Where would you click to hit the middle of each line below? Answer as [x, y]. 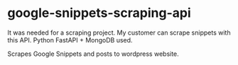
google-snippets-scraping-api [99, 13]
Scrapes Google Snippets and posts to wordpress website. [93, 54]
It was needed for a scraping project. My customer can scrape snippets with [119, 32]
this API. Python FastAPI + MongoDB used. [70, 40]
